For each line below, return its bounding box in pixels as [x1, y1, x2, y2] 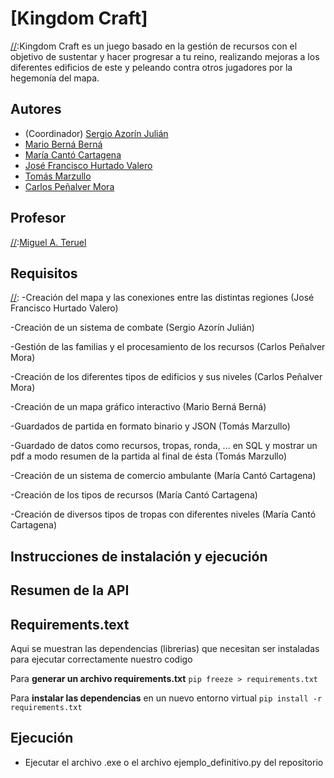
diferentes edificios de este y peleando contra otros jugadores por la [10, 61, 293, 73]
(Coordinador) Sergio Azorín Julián [24, 127, 169, 139]
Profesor [10, 210, 67, 227]
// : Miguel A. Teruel [10, 236, 87, 248]
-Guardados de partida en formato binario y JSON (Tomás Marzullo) [10, 420, 291, 432]
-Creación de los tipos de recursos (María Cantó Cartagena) [10, 489, 258, 501]
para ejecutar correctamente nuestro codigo [10, 653, 193, 665]
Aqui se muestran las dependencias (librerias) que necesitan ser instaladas [10, 642, 320, 654]
